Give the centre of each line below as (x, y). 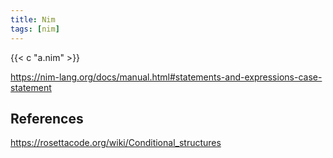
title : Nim (33, 19)
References (47, 118)
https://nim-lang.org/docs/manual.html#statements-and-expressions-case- (166, 77)
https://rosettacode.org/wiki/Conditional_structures (116, 143)
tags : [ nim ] (35, 29)
